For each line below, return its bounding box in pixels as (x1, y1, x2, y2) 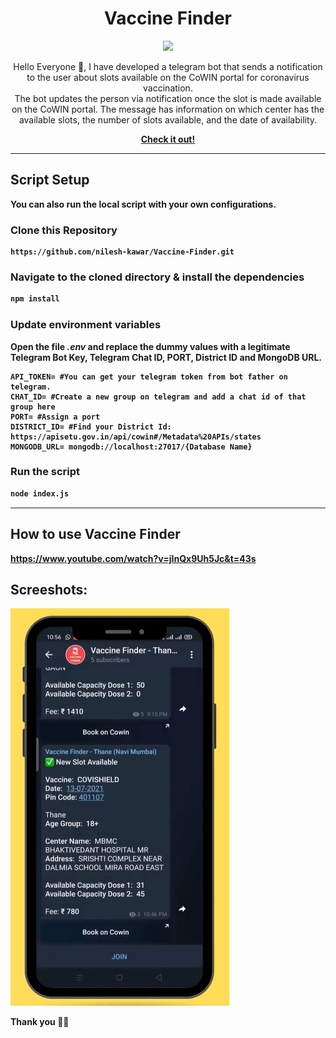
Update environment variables (10, 318, 162, 332)
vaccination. (143, 82, 193, 94)
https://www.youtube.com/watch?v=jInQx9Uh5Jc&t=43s (10, 552, 257, 564)
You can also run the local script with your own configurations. (10, 198, 277, 210)
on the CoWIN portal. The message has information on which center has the (11, 103, 325, 115)
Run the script (10, 465, 81, 479)
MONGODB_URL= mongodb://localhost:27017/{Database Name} (10, 442, 253, 452)
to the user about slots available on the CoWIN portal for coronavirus (26, 71, 310, 83)
